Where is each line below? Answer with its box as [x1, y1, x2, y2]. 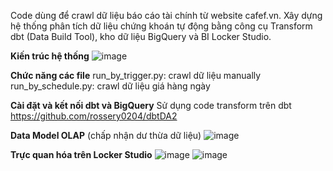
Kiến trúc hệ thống [10, 50, 90, 62]
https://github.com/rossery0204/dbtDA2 [10, 110, 178, 122]
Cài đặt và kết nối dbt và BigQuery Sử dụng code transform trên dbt [10, 100, 292, 111]
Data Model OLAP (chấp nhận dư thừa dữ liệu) [10, 130, 202, 141]
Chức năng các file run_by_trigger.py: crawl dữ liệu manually [10, 70, 262, 81]
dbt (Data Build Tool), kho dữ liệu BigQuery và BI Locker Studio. [10, 31, 272, 42]
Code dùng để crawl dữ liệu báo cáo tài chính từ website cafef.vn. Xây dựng [10, 10, 323, 21]
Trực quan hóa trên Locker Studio [10, 149, 153, 160]
